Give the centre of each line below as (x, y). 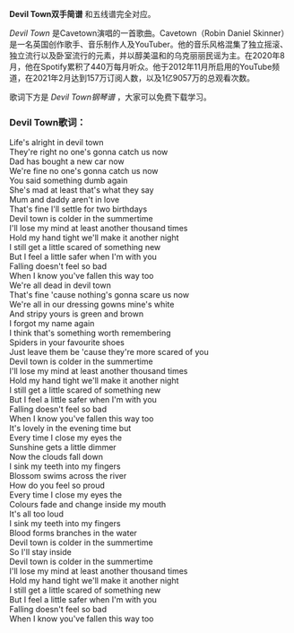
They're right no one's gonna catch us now (89, 152)
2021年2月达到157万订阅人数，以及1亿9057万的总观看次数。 (144, 78)
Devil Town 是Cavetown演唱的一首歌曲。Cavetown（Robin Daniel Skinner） (149, 33)
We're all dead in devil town (61, 285)
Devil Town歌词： (48, 122)
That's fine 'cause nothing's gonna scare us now (99, 295)
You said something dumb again (69, 181)
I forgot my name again (52, 324)
